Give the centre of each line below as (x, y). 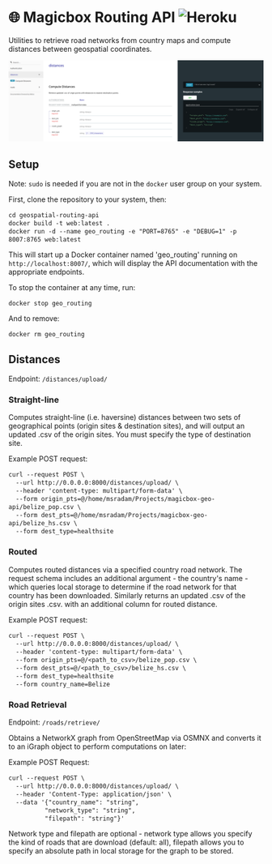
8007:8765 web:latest (45, 240)
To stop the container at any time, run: (72, 288)
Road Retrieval (38, 704)
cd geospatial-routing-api (54, 216)
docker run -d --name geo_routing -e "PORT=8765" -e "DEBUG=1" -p (123, 232)
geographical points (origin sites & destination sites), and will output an (127, 426)
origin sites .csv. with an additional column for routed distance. (113, 604)
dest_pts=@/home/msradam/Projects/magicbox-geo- (124, 515)
